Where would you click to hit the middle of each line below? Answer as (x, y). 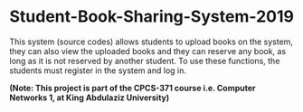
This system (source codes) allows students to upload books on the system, (151, 42)
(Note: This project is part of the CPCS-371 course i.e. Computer (133, 88)
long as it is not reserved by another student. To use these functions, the (145, 61)
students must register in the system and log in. (98, 70)
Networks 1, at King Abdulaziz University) (90, 98)
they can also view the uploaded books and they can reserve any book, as (148, 51)
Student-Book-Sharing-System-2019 (151, 17)
